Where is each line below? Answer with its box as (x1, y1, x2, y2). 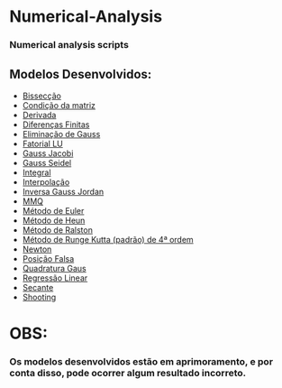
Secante (22, 282, 54, 292)
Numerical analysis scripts (9, 39, 129, 51)
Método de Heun (22, 215, 86, 226)
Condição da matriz (22, 99, 96, 110)
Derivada (22, 109, 57, 120)
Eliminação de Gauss (22, 128, 101, 139)
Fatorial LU (22, 138, 63, 149)
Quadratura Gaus (22, 263, 87, 273)
